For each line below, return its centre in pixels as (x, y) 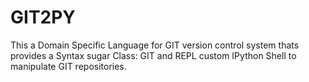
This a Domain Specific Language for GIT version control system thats (155, 45)
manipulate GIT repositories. (68, 66)
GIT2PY (43, 17)
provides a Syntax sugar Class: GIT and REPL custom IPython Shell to (153, 55)
